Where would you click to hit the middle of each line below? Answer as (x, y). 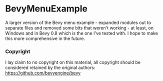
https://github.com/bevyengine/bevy (43, 73)
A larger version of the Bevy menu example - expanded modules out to (78, 22)
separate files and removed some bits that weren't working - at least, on (79, 27)
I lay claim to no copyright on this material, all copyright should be (73, 62)
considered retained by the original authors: (50, 67)
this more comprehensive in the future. (45, 38)
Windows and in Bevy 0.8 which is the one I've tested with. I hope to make (82, 33)
